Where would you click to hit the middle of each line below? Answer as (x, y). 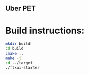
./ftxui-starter (22, 68)
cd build (14, 49)
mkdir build (18, 44)
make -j (13, 58)
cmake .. (14, 54)
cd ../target (19, 63)
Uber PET (21, 8)
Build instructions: (45, 30)
